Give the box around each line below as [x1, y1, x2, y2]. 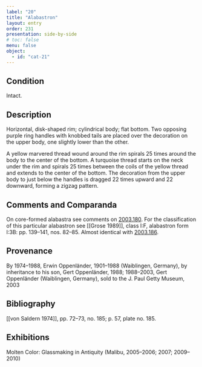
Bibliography [6, 299, 56, 309]
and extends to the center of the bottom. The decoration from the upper [6, 170, 186, 177]
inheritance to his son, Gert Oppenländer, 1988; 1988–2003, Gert [6, 268, 168, 275]
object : [6, 48, 26, 54]
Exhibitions [6, 333, 50, 343]
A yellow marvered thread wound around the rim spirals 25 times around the [6, 150, 197, 158]
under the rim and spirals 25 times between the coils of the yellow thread [6, 163, 189, 170]
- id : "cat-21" [11, 54, 50, 60]
